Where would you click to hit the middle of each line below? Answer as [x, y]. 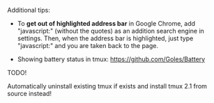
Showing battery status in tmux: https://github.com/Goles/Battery [111, 59]
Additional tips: [29, 10]
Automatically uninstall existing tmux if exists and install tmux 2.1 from [107, 86]
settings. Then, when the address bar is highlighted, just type [105, 38]
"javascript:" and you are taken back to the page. [88, 46]
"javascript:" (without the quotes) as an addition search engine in [110, 31]
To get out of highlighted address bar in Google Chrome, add [106, 23]
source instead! [30, 94]
